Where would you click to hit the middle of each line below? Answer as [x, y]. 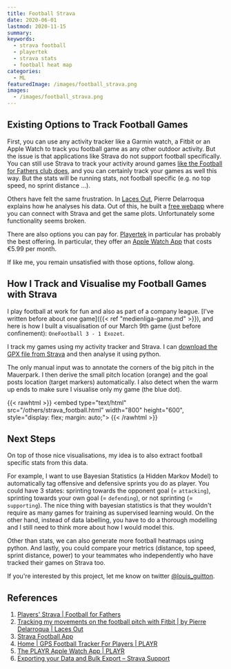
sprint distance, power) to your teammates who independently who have [110, 555]
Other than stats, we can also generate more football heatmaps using [106, 541]
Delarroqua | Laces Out [50, 629]
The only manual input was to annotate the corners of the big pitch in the [111, 367]
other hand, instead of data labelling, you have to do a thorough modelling [112, 520]
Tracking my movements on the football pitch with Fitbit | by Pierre [112, 622]
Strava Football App [45, 637]
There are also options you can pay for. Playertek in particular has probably [114, 234]
